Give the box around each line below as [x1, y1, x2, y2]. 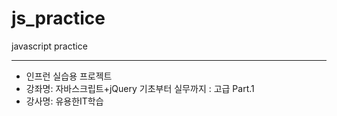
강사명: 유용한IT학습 [25, 95, 104, 107]
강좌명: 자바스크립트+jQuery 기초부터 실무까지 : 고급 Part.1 [25, 82, 255, 94]
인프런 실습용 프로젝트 [25, 70, 113, 82]
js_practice [11, 7, 106, 30]
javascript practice [11, 40, 88, 52]
